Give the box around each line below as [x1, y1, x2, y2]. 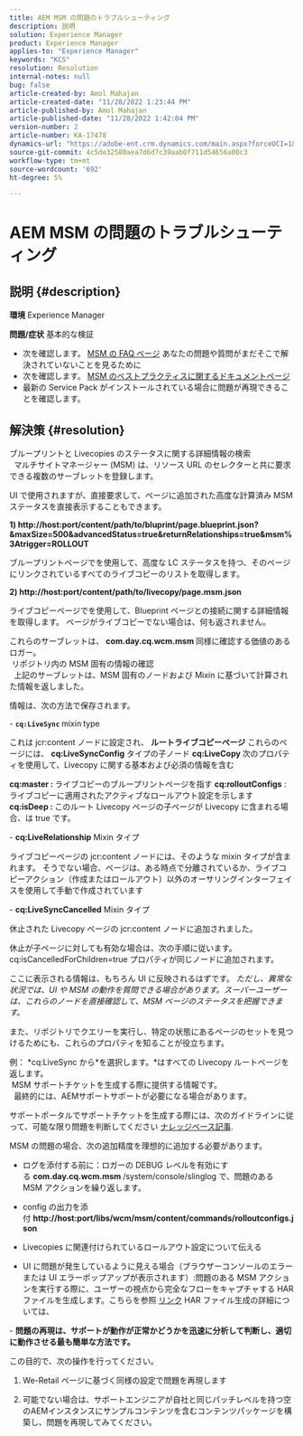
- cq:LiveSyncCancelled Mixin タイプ [9, 904, 151, 915]
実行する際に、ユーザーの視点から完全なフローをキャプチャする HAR [38, 1283, 294, 1294]
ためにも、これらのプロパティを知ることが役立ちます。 [24, 1037, 230, 1049]
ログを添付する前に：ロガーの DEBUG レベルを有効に [22, 1159, 221, 1171]
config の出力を [22, 1202, 81, 1213]
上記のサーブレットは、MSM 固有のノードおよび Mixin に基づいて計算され [13, 670, 289, 681]
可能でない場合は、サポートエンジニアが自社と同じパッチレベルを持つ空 [22, 1394, 291, 1405]
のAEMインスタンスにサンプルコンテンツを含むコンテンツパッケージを [22, 1405, 284, 1416]
